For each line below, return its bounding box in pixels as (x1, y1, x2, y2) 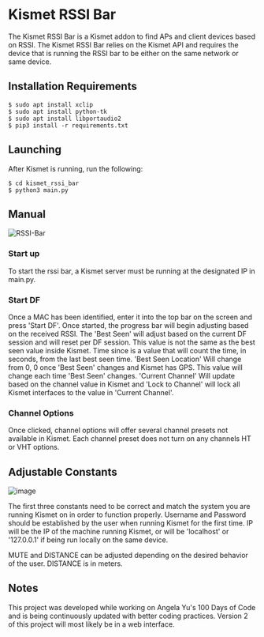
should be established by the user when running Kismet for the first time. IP (8, 518, 254, 528)
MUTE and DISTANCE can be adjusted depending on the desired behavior (8, 551, 248, 560)
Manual (8, 207, 46, 220)
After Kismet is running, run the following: (8, 164, 143, 173)
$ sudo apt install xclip (8, 100, 93, 108)
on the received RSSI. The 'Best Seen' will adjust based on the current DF (8, 329, 247, 338)
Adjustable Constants (8, 465, 117, 479)
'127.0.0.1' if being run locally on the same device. (8, 535, 169, 545)
